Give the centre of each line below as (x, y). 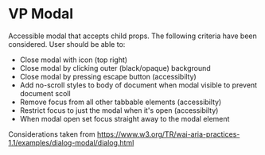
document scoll (45, 93)
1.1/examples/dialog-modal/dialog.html (71, 142)
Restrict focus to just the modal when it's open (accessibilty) (119, 110)
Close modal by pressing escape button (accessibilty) (108, 76)
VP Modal (41, 14)
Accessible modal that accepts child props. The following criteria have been (132, 36)
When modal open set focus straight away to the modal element (125, 118)
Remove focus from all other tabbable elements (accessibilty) (121, 102)
